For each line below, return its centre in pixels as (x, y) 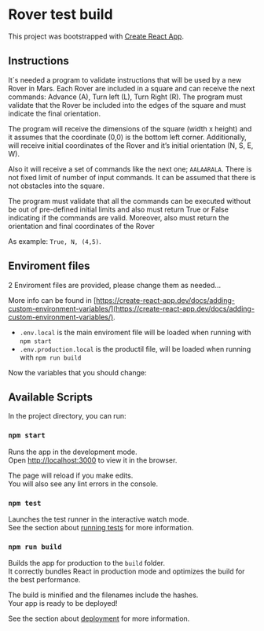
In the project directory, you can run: (67, 416)
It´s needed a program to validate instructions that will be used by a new (125, 79)
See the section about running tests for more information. (101, 527)
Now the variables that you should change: (77, 372)
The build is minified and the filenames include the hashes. (103, 595)
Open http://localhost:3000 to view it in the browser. (93, 460)
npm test (25, 503)
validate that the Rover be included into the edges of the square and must (127, 105)
